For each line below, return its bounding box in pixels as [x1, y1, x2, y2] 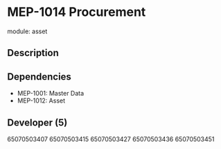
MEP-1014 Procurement [7, 4, 146, 20]
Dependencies [7, 71, 71, 82]
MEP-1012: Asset [17, 96, 66, 105]
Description [7, 47, 59, 59]
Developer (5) [7, 116, 68, 128]
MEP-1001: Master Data [17, 89, 85, 98]
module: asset [7, 27, 48, 35]
